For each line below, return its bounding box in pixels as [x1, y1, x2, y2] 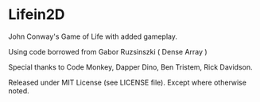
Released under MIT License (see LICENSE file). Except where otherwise [8, 77, 246, 87]
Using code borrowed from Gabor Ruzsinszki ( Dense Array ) [8, 47, 208, 56]
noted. [8, 85, 29, 96]
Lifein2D [8, 6, 65, 24]
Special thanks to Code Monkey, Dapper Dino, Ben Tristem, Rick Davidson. [8, 62, 253, 72]
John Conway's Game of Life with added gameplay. [8, 32, 177, 41]
